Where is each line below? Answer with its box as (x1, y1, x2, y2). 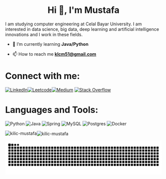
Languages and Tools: (5, 104, 98, 116)
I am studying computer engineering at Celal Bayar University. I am (5, 21, 142, 27)
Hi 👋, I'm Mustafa (47, 4, 120, 16)
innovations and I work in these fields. (5, 31, 83, 37)
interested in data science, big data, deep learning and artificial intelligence (5, 26, 159, 32)
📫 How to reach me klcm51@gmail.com (12, 51, 96, 57)
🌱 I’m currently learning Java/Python (12, 41, 88, 47)
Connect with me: (5, 71, 81, 82)
